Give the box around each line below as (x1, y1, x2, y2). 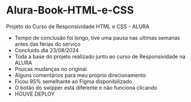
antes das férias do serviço (14, 40, 81, 47)
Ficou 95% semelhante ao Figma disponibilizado (14, 77, 132, 85)
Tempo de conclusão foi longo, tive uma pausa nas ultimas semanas (14, 34, 180, 41)
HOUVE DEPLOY (14, 90, 55, 97)
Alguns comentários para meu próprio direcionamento (14, 72, 146, 79)
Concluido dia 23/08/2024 (14, 46, 79, 53)
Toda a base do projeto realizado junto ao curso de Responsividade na (14, 53, 186, 60)
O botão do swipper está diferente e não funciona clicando (14, 84, 158, 91)
